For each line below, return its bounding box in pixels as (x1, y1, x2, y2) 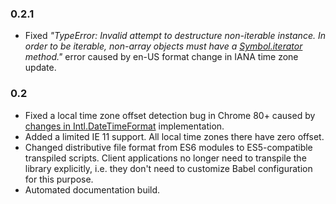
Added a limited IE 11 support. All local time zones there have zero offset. (24, 130, 325, 142)
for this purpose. (24, 173, 94, 185)
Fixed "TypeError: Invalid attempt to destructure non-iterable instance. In (24, 30, 326, 42)
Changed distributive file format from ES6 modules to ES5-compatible (24, 141, 313, 153)
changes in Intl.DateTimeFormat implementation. (24, 120, 225, 132)
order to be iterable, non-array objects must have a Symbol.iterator (24, 40, 303, 52)
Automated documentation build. (24, 183, 161, 196)
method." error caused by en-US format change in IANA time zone (24, 51, 299, 63)
